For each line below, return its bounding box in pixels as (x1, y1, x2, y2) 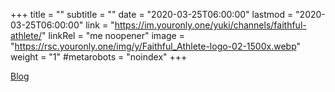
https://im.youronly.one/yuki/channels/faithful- (114, 19, 307, 31)
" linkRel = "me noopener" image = (41, 30, 185, 41)
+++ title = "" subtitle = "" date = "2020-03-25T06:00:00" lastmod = (10, 9, 294, 20)
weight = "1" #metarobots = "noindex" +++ (10, 51, 188, 63)
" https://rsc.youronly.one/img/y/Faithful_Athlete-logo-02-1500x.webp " (10, 40, 302, 52)
